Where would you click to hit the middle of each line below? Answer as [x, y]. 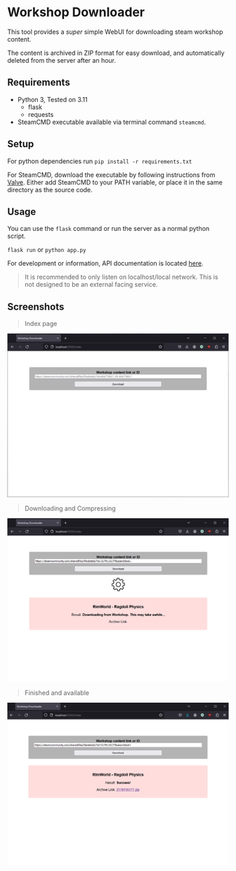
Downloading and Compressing [70, 508]
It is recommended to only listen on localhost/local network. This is [121, 277]
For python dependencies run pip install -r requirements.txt [100, 161]
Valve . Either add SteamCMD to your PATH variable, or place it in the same [115, 182]
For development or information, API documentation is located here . [105, 263]
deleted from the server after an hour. [62, 60]
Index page [41, 324]
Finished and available [57, 693]
